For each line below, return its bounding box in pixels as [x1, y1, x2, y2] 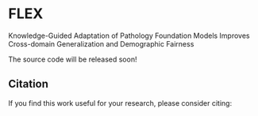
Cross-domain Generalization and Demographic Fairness [8, 39, 194, 48]
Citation [8, 77, 49, 91]
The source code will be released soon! [8, 54, 137, 64]
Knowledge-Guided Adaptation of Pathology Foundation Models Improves [8, 31, 250, 40]
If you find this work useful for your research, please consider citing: [8, 98, 233, 107]
